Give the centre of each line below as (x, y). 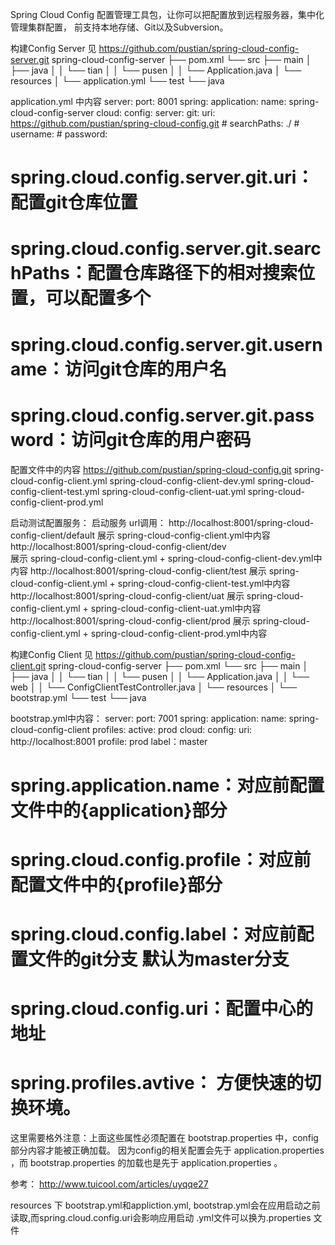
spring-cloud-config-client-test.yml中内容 (204, 583)
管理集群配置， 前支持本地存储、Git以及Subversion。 (119, 27)
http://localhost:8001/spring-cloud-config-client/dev (118, 546)
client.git (28, 665)
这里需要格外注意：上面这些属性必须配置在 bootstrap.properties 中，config (164, 1138)
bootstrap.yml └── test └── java (78, 697)
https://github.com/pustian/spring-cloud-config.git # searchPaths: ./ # (155, 123)
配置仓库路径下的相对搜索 (192, 273)
